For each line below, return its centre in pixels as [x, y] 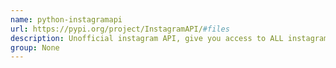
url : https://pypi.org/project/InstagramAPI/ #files [120, 29]
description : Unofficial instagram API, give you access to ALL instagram [169, 38]
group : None [35, 47]
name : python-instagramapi [66, 19]
